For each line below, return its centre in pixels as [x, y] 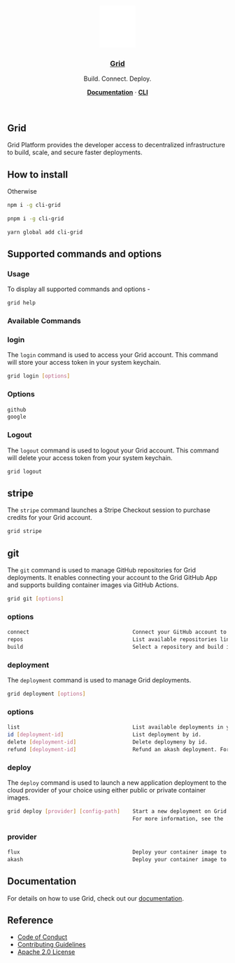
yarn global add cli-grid [45, 232]
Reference [30, 920]
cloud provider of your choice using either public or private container [107, 790]
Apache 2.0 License [46, 952]
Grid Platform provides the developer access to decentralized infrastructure [116, 145]
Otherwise [22, 191]
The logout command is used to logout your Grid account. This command [113, 450]
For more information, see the [178, 819]
